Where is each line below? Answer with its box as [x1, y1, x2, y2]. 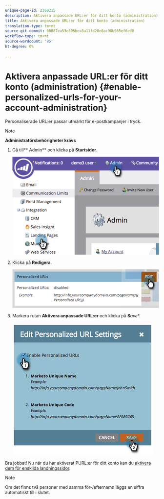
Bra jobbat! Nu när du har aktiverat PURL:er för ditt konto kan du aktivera [5, 460, 151, 466]
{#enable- [99, 81, 142, 93]
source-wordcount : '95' [5, 39, 54, 44]
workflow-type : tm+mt [5, 34, 49, 39]
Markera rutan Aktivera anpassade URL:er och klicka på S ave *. [12, 312, 141, 318]
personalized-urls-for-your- [5, 92, 122, 103]
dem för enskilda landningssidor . [5, 465, 71, 471]
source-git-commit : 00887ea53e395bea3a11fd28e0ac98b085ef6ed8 [5, 28, 134, 34]
